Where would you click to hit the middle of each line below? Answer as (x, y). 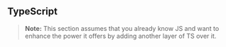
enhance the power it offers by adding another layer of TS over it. (120, 36)
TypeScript (33, 12)
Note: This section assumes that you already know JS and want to (122, 28)
